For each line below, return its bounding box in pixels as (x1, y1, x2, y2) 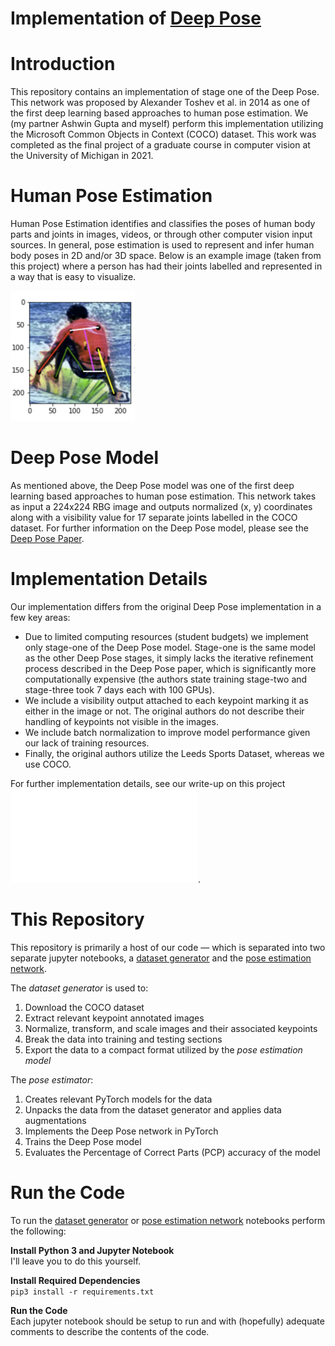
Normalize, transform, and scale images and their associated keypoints (24, 1022, 318, 1034)
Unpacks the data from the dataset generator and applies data (24, 1103, 282, 1116)
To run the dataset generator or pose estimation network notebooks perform (10, 1214, 326, 1226)
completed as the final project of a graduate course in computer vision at (10, 139, 311, 151)
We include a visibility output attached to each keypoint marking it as (24, 694, 309, 706)
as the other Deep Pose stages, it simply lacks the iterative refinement (24, 652, 314, 664)
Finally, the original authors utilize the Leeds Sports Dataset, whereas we (24, 747, 325, 759)
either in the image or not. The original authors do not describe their (24, 705, 305, 717)
